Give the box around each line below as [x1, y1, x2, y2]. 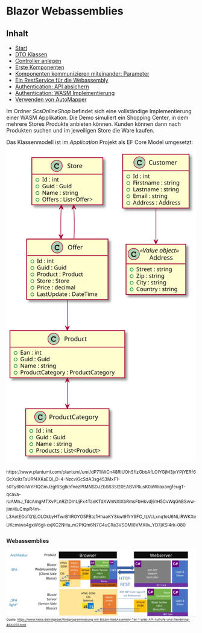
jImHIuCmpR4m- [6, 507, 41, 513]
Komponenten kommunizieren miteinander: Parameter [14, 70, 150, 77]
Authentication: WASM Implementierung [14, 90, 115, 96]
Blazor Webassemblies [6, 4, 124, 18]
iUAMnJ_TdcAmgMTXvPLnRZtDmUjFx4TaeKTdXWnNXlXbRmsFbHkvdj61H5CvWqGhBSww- [6, 499, 197, 505]
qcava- [6, 491, 21, 497]
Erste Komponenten [14, 64, 65, 71]
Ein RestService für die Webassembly [14, 77, 109, 84]
